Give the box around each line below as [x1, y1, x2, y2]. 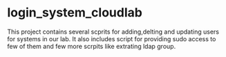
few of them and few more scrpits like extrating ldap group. [7, 42, 176, 50]
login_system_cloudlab [7, 5, 143, 21]
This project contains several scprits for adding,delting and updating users [7, 27, 220, 36]
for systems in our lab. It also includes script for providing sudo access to [7, 34, 216, 43]
